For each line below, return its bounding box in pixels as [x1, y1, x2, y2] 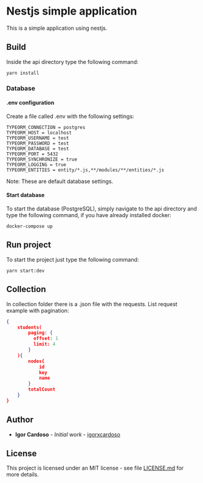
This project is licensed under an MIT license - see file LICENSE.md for [6, 464, 184, 472]
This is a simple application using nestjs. [6, 24, 108, 32]
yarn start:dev [6, 268, 45, 274]
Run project [6, 240, 52, 250]
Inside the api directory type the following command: [6, 58, 139, 65]
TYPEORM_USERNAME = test [6, 135, 69, 141]
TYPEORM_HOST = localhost [6, 130, 72, 136]
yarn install [6, 70, 40, 76]
